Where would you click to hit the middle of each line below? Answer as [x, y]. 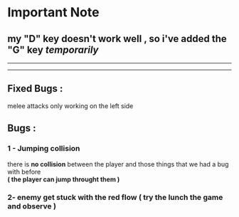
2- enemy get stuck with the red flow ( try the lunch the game [115, 198]
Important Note [53, 12]
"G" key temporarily [53, 49]
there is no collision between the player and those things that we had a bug [118, 164]
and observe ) [32, 206]
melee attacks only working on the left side [70, 106]
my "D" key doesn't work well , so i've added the [117, 39]
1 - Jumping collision [44, 149]
